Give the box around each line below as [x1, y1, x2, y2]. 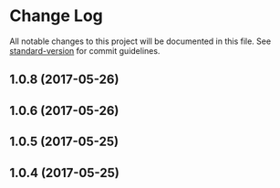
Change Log [9, 5, 103, 26]
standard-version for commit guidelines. [9, 45, 161, 56]
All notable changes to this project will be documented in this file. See [9, 36, 272, 47]
